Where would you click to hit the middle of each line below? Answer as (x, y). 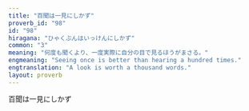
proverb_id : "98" (37, 23)
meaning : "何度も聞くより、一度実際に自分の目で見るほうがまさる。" (108, 53)
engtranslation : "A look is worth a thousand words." (100, 68)
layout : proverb (35, 75)
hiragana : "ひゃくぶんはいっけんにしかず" (72, 38)
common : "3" (28, 46)
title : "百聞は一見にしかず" (51, 16)
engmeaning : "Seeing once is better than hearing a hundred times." (125, 61)
